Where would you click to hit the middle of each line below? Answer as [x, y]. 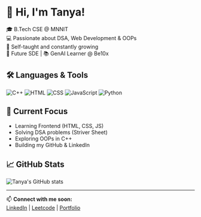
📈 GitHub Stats [35, 164]
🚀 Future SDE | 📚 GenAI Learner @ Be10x [57, 53]
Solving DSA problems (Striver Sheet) [61, 132]
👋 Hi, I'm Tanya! [46, 12]
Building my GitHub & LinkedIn [52, 145]
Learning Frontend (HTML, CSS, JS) [59, 126]
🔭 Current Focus [37, 111]
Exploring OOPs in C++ [43, 138]
